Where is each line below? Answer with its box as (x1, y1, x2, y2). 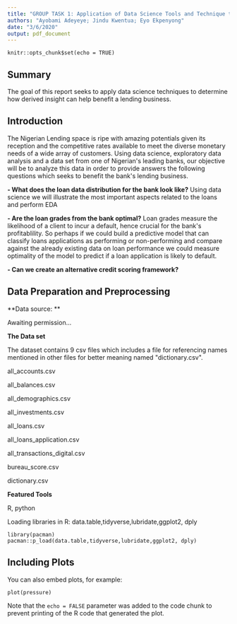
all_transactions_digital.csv (7, 449, 85, 457)
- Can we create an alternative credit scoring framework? (7, 265, 178, 273)
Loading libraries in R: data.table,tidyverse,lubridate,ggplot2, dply (7, 517, 197, 526)
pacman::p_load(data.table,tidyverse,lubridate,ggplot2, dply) (7, 537, 197, 544)
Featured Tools (7, 490, 53, 498)
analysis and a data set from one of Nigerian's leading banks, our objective (7, 156, 226, 165)
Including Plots (7, 556, 75, 569)
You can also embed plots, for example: (7, 575, 123, 584)
